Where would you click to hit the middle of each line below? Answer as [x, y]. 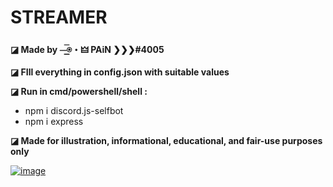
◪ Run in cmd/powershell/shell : [79, 91]
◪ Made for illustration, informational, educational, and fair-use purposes [166, 140]
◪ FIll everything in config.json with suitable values [120, 72]
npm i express [54, 121]
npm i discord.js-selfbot [74, 110]
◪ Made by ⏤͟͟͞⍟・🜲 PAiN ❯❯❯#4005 [87, 49]
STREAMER [59, 17]
